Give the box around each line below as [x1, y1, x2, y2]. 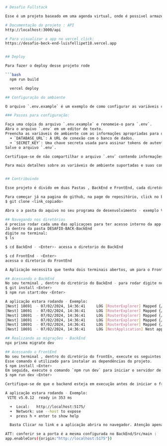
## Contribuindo [5, 176, 39, 181]
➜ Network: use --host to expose [9, 409, 81, 414]
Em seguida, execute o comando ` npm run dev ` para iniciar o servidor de [5, 368, 162, 373]
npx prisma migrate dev [5, 340, 55, 345]
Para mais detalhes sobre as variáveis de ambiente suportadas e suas [5, 163, 155, 168]
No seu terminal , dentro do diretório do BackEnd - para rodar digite [5, 281, 157, 286]
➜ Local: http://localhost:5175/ [9, 404, 85, 409]
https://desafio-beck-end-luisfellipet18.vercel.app [5, 41, 117, 46]
